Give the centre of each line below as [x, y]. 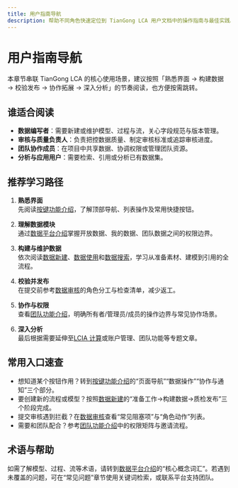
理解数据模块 [36, 224]
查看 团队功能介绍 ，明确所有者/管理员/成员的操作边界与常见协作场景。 [119, 314]
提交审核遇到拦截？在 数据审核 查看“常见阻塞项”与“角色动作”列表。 [113, 416]
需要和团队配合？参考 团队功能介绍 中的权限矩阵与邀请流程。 [104, 425]
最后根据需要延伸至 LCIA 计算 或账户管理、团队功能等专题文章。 [109, 338]
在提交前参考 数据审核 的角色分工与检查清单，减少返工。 [98, 290]
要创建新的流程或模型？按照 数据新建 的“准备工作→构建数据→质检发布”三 [123, 398]
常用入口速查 [35, 363]
